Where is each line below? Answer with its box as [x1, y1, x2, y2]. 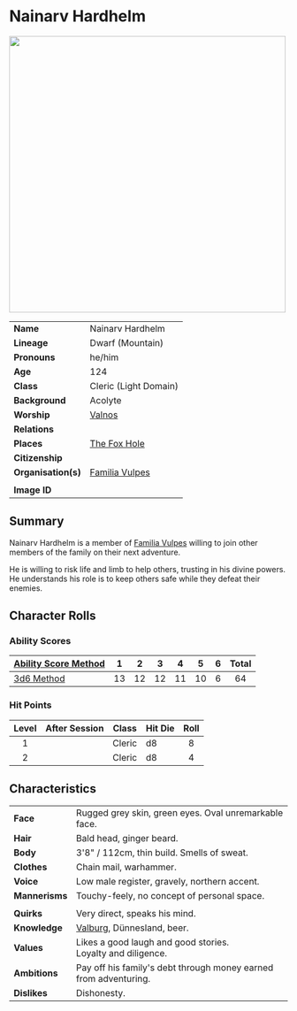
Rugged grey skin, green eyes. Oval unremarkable [76, 807, 284, 819]
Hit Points [9, 699, 52, 711]
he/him [89, 351, 119, 364]
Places [13, 437, 42, 449]
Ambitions [13, 967, 58, 979]
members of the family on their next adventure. [9, 547, 181, 557]
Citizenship [13, 451, 64, 463]
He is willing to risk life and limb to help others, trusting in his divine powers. [9, 563, 286, 574]
